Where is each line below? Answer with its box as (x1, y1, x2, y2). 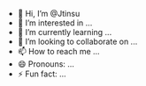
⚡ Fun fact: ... (17, 68, 66, 79)
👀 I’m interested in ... (17, 18, 93, 28)
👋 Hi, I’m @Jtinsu (17, 9, 81, 18)
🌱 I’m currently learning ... (17, 27, 112, 37)
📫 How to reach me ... (17, 47, 100, 56)
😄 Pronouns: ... (17, 59, 75, 69)
